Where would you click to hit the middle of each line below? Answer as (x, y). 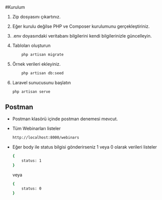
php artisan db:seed (43, 73)
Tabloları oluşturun (31, 46)
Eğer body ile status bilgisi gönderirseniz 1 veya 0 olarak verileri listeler (84, 147)
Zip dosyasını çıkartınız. (36, 17)
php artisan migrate (43, 54)
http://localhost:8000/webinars (46, 138)
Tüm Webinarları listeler (36, 129)
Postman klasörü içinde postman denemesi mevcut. (65, 119)
